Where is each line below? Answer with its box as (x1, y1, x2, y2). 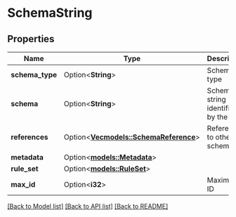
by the (206, 112, 228, 121)
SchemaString (7, 5, 93, 21)
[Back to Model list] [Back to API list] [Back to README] (7, 202, 169, 210)
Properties (7, 33, 55, 45)
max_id (11, 180, 36, 189)
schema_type (11, 70, 58, 79)
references (11, 132, 48, 142)
